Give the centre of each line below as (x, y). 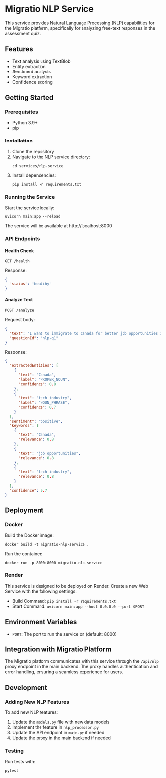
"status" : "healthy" (31, 284)
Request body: (20, 319)
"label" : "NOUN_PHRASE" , (44, 403)
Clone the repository (33, 151)
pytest (12, 771)
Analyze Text (19, 300)
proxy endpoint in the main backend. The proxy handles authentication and (82, 667)
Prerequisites (21, 112)
